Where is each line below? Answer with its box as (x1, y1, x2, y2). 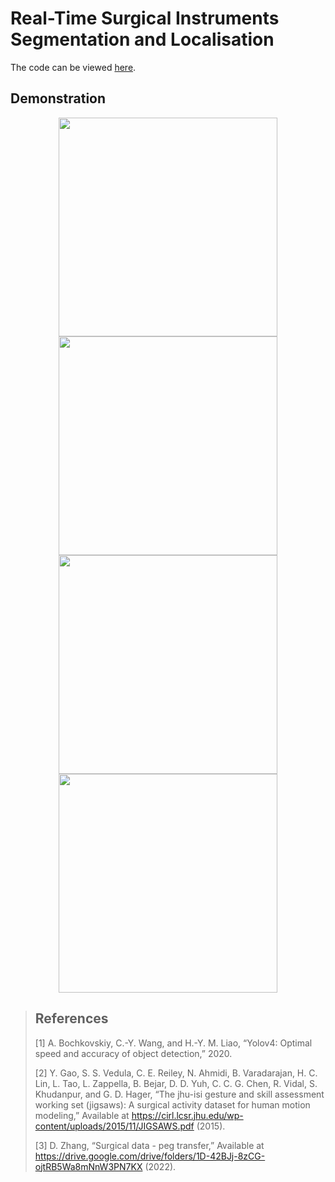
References (34, 1010, 109, 1027)
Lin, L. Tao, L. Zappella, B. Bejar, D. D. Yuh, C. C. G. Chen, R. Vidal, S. (34, 1077, 318, 1089)
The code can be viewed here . (10, 61, 137, 73)
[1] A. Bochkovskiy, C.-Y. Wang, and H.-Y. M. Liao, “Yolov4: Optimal (34, 1037, 313, 1049)
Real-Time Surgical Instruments (10, 7, 280, 30)
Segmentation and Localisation (10, 28, 275, 51)
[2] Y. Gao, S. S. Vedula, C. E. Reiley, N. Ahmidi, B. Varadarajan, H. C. (34, 1067, 318, 1079)
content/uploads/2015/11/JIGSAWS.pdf (34, 1120, 195, 1132)
